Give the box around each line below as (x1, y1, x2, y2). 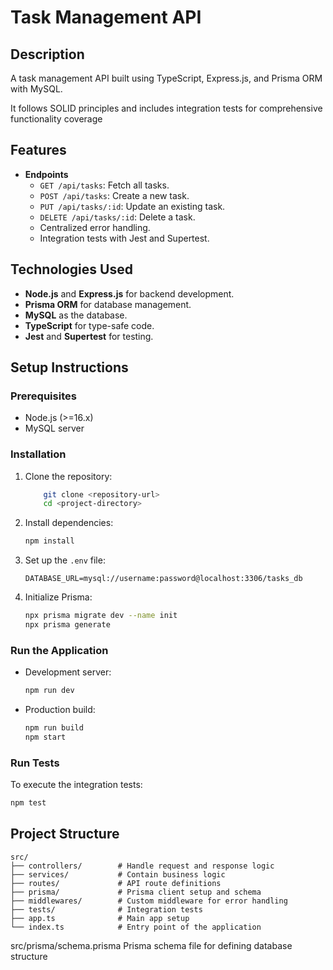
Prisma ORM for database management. (24, 298, 192, 310)
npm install (24, 536, 75, 546)
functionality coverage (10, 113, 103, 125)
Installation (10, 447, 67, 461)
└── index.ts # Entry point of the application (10, 922, 262, 932)
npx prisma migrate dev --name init (24, 611, 178, 621)
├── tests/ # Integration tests (10, 904, 203, 915)
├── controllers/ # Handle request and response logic (10, 861, 275, 871)
